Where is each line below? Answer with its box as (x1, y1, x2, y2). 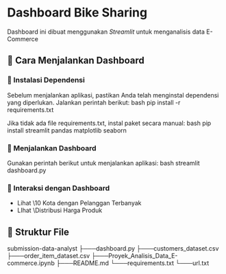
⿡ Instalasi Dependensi (7, 76, 86, 85)
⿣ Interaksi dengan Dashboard (7, 183, 110, 193)
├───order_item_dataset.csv (7, 252, 90, 260)
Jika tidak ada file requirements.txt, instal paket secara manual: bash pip (7, 119, 212, 127)
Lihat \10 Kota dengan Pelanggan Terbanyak (16, 199, 142, 207)
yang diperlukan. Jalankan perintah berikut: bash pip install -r (7, 98, 181, 106)
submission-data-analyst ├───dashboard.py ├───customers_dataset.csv (7, 244, 219, 253)
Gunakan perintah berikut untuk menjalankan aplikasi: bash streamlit (7, 159, 200, 167)
